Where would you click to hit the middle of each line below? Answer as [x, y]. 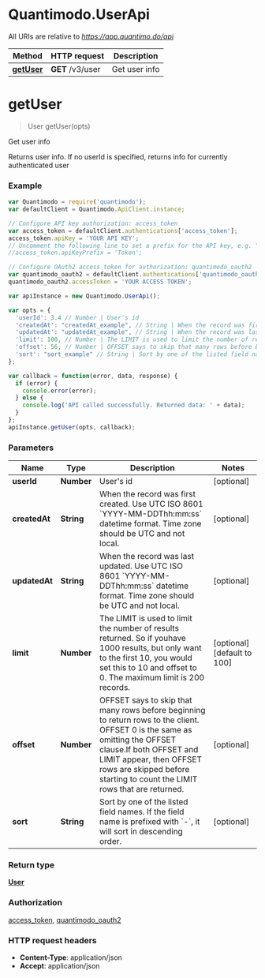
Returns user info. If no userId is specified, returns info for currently [118, 156]
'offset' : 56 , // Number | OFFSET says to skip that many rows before [134, 347]
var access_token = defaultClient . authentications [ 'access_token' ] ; [123, 230]
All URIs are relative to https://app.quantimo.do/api [91, 36]
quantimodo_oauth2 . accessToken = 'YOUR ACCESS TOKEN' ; [100, 282]
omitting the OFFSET [138, 740]
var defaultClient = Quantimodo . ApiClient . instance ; [97, 210]
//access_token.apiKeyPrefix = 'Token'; [76, 253]
